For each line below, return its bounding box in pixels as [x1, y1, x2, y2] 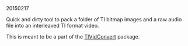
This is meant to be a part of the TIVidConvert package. [6, 33, 140, 40]
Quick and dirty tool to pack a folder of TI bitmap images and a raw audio [6, 16, 182, 22]
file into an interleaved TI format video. [6, 22, 99, 29]
